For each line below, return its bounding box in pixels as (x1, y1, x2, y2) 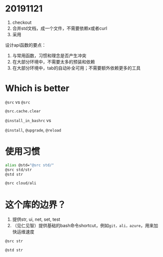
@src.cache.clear (5, 109, 41, 114)
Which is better (5, 83, 69, 94)
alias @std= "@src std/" (5, 162, 54, 168)
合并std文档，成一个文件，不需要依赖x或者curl (12, 25, 108, 31)
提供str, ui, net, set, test (12, 216, 60, 222)
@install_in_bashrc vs (5, 117, 52, 123)
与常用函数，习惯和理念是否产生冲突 (12, 53, 87, 59)
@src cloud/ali (5, 181, 37, 186)
